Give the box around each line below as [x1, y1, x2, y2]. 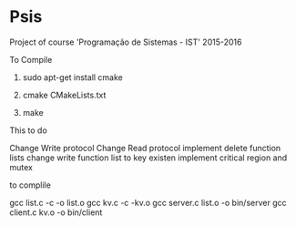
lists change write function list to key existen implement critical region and [9, 152, 288, 163]
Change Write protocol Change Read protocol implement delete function [9, 142, 281, 153]
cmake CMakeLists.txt [22, 89, 107, 100]
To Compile [9, 54, 53, 65]
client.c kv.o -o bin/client [9, 207, 103, 218]
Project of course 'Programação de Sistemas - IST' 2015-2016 [9, 36, 242, 47]
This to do [9, 125, 47, 136]
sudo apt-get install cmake [22, 71, 123, 83]
